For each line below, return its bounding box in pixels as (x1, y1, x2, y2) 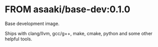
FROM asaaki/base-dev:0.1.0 (5, 4, 131, 15)
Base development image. (5, 20, 60, 27)
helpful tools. (5, 36, 33, 42)
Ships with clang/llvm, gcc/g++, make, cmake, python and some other (5, 30, 153, 36)
